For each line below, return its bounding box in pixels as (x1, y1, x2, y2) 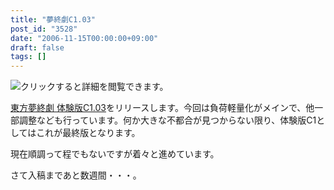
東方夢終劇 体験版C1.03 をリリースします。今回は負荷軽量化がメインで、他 (10, 102, 315, 114)
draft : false (10, 42, 65, 53)
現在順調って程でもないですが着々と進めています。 (10, 148, 220, 160)
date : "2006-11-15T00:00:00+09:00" (10, 33, 159, 43)
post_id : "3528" (10, 24, 78, 34)
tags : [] (10, 52, 47, 62)
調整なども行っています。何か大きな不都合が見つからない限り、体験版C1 (18, 114, 317, 126)
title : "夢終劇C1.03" (10, 14, 96, 25)
